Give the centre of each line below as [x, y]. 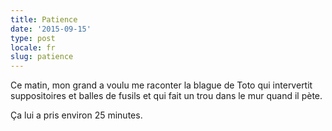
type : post [33, 38]
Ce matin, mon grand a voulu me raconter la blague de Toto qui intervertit [161, 85]
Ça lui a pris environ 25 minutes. [76, 115]
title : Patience [44, 19]
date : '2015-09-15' [51, 29]
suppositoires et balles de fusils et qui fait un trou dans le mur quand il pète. [166, 96]
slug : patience [42, 57]
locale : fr [33, 47]
